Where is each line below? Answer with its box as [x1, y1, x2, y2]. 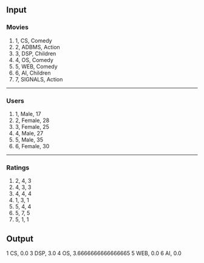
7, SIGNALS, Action [15, 75, 63, 83]
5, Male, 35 [15, 136, 44, 143]
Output [6, 233, 33, 244]
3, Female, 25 [15, 123, 50, 130]
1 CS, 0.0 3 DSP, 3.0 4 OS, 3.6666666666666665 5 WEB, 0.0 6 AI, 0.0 [6, 250, 182, 257]
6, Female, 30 [15, 142, 50, 149]
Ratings [6, 163, 30, 172]
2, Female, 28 [15, 117, 50, 124]
